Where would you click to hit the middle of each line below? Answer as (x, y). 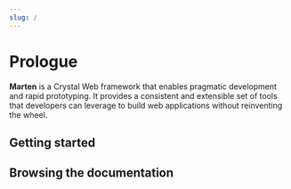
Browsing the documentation (92, 173)
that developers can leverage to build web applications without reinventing (146, 105)
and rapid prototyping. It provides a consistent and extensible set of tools (143, 95)
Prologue (44, 61)
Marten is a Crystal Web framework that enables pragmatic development (143, 86)
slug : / (24, 17)
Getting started (53, 142)
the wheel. (28, 115)
